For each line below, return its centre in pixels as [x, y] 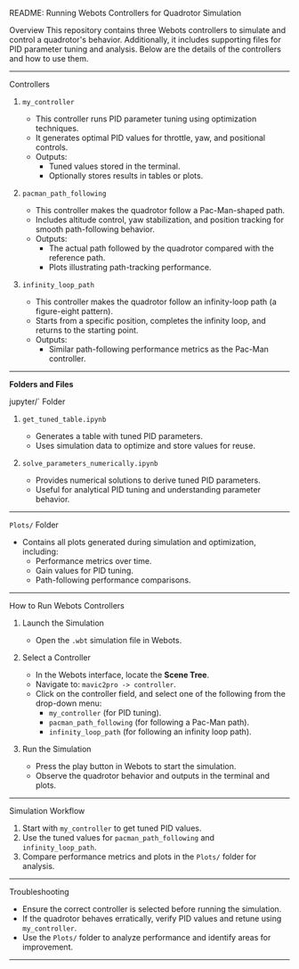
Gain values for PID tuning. [84, 571]
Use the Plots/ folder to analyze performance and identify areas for [146, 937]
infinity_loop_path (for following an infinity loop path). [150, 732]
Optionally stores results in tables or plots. [126, 176]
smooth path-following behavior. [95, 229]
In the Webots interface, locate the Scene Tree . [122, 675]
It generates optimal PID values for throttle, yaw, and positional [150, 138]
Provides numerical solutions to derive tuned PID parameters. [148, 480]
